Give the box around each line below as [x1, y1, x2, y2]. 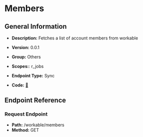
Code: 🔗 [11, 82, 29, 88]
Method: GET [11, 127, 39, 133]
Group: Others [11, 54, 41, 60]
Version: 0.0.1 [11, 45, 40, 50]
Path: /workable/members [11, 122, 65, 128]
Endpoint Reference [4, 96, 66, 104]
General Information [4, 22, 67, 31]
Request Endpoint [4, 111, 48, 118]
